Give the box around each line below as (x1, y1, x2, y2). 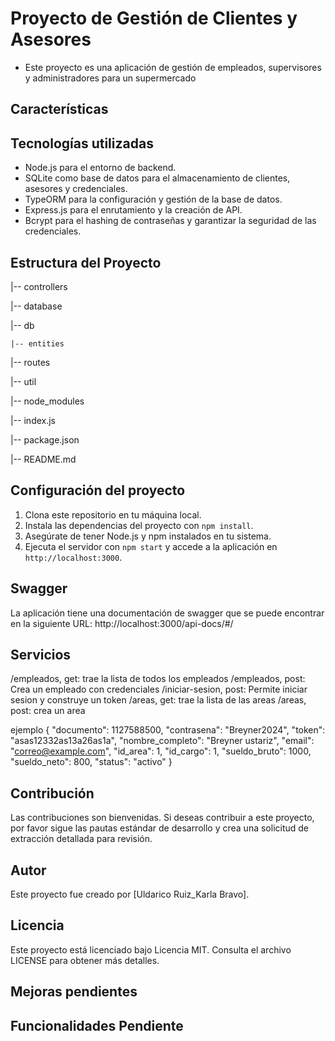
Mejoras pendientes (10, 983, 138, 1001)
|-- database (10, 300, 63, 312)
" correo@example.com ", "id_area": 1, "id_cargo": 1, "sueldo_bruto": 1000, (10, 745, 312, 757)
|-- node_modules (10, 395, 85, 407)
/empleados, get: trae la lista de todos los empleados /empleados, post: (10, 673, 306, 685)
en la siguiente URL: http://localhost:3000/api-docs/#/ (10, 617, 234, 629)
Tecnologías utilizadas (10, 135, 154, 152)
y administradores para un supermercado (24, 72, 197, 84)
